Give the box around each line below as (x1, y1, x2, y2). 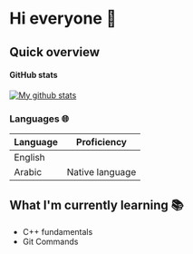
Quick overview (9, 44, 101, 60)
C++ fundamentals (22, 226, 93, 237)
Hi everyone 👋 (9, 8, 117, 29)
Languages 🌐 (9, 112, 70, 125)
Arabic (14, 166, 43, 179)
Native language (66, 166, 137, 179)
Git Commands (22, 236, 79, 247)
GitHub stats (9, 70, 58, 81)
